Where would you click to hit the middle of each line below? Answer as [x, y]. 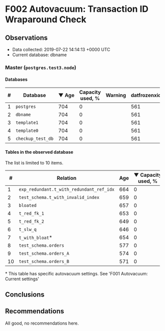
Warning [116, 96]
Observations [27, 38]
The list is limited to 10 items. [34, 163]
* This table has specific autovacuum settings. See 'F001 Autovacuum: [77, 274]
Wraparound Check [46, 19]
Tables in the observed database [39, 152]
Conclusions [25, 294]
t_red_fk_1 [31, 214]
